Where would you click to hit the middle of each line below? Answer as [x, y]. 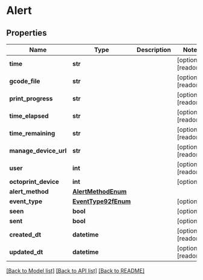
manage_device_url [38, 151]
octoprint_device [34, 182]
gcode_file [25, 81]
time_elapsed [29, 116]
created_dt [25, 235]
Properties [27, 33]
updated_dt [26, 252]
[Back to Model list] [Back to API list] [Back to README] [76, 271]
